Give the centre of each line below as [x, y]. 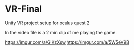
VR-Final [24, 9]
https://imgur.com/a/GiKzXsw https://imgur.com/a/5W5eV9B [67, 42]
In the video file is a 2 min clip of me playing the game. [61, 32]
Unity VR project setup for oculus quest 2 [47, 23]
